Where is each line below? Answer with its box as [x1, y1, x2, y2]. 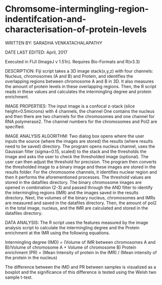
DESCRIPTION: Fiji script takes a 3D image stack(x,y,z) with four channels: [5, 68, 153, 74]
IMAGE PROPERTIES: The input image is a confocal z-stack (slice [5, 103, 135, 109]
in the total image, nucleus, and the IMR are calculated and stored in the [5, 205, 148, 211]
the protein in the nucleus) [5, 255, 58, 260]
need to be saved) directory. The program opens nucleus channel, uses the [5, 143, 155, 149]
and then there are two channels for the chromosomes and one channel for [5, 113, 155, 119]
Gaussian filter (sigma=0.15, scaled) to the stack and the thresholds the [5, 149, 147, 154]
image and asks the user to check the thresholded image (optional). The [5, 153, 149, 159]
